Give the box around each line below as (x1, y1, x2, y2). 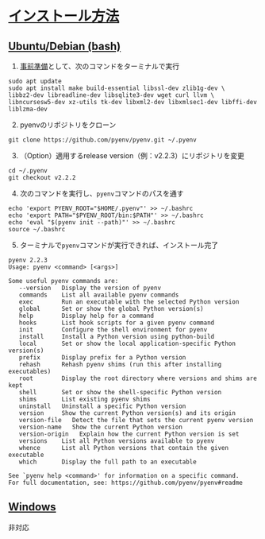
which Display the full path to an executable (18, 458, 197, 466)
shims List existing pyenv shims (18, 395, 151, 403)
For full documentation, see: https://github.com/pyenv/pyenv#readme (8, 479, 244, 487)
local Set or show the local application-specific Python (18, 339, 236, 347)
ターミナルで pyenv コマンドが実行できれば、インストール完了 (19, 240, 219, 250)
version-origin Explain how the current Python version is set (18, 430, 240, 438)
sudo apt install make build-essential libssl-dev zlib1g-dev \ (8, 84, 225, 92)
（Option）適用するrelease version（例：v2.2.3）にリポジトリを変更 (19, 151, 244, 160)
